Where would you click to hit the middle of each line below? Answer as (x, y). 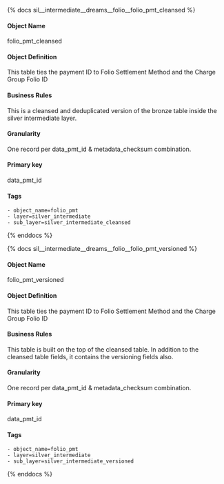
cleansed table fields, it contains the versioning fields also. (90, 356)
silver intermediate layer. (42, 118)
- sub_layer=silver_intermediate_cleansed (69, 223)
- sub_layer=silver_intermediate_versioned (71, 461)
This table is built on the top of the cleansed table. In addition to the (103, 349)
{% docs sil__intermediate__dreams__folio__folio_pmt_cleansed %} (101, 10)
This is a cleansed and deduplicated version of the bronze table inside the (112, 110)
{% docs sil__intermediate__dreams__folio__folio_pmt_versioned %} (102, 249)
